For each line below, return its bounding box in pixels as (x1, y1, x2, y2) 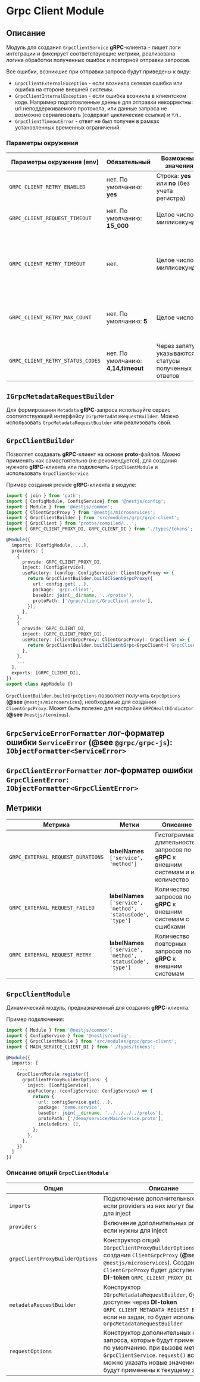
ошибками (155, 923, 186, 931)
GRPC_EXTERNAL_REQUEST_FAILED (9, 905, 95, 911)
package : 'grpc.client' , (32, 587, 95, 593)
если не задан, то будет (103, 1313, 172, 1321)
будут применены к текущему (103, 1365, 190, 1374)
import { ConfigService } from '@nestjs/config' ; (6, 1032, 132, 1039)
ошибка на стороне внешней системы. (14, 86, 114, 93)
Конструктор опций (103, 1236, 160, 1244)
